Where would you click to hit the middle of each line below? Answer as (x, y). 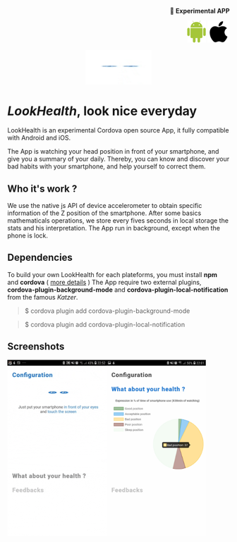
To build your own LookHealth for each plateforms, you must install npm (112, 274)
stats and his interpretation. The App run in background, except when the (114, 228)
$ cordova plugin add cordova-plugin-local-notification (105, 324)
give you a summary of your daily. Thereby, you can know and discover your (119, 159)
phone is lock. (28, 235)
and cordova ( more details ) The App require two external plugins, (104, 282)
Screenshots (36, 346)
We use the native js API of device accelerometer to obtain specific (105, 206)
